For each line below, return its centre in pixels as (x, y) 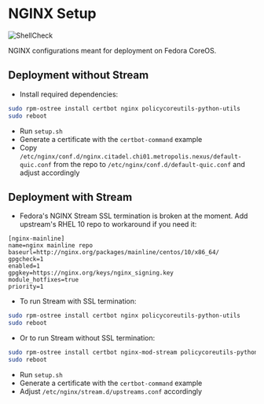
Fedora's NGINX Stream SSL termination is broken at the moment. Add (134, 216)
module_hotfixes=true (44, 280)
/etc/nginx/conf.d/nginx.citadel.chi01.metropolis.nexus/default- (130, 157)
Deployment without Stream (79, 75)
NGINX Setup (52, 14)
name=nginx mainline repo (50, 246)
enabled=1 (24, 266)
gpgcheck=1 (26, 260)
